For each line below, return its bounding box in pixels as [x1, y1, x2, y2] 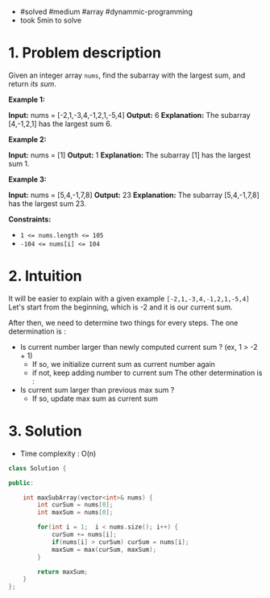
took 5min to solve [19, 15, 82, 25]
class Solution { [8, 464, 67, 472]
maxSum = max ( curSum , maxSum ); [51, 545, 157, 554]
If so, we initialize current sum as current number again [31, 359, 216, 368]
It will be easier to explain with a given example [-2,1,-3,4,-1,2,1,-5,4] [8, 293, 250, 303]
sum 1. [8, 158, 30, 168]
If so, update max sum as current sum [31, 394, 159, 403]
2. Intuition [8, 267, 82, 285]
